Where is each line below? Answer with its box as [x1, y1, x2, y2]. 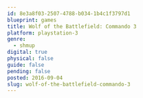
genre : [7, 36, 26, 43]
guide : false [7, 61, 45, 68]
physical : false [7, 55, 54, 62]
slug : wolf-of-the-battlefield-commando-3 [7, 81, 131, 88]
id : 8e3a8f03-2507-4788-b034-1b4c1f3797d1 [7, 10, 131, 17]
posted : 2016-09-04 [7, 74, 63, 81]
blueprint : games [7, 17, 57, 23]
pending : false [7, 68, 51, 75]
